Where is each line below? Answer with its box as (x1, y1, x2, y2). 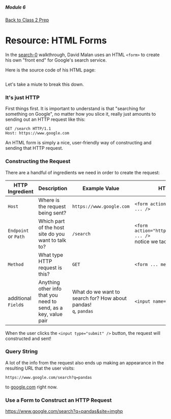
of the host (38, 224, 65, 231)
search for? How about (72, 295, 127, 302)
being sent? (38, 209, 67, 216)
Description (38, 185, 68, 192)
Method (8, 261, 24, 267)
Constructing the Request (5, 158, 71, 165)
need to (38, 298, 57, 305)
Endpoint (8, 227, 29, 233)
